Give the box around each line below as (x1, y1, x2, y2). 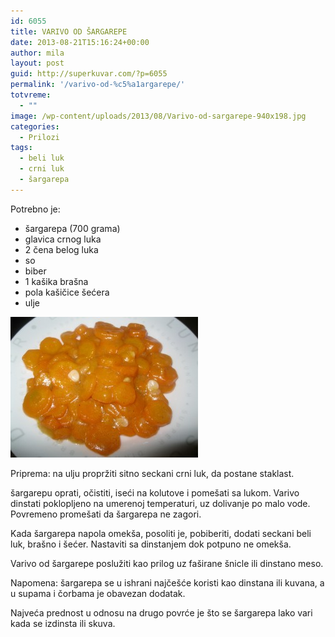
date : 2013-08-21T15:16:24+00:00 (10, 37, 150, 47)
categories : (10, 121, 60, 132)
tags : (10, 143, 33, 153)
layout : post (10, 58, 65, 69)
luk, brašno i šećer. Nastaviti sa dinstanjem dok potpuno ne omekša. (10, 538, 292, 550)
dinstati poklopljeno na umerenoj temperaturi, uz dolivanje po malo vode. (10, 497, 311, 509)
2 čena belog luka (24, 243, 99, 255)
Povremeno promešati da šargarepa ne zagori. (10, 508, 202, 520)
